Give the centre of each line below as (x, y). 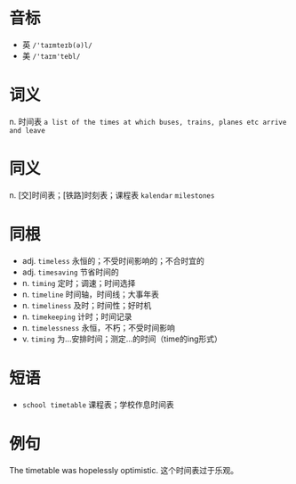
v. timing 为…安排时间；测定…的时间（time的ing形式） (122, 339)
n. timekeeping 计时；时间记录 (77, 316)
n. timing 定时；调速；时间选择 (79, 283)
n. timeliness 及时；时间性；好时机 (87, 305)
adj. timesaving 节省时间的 (71, 272)
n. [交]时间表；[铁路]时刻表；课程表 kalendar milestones (112, 195)
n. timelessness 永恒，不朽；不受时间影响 (98, 327)
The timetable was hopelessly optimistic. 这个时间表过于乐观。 (124, 470)
